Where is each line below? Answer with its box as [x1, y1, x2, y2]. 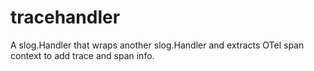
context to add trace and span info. [10, 49, 155, 61]
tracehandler [10, 6, 121, 29]
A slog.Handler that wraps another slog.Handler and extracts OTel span [10, 39, 305, 51]
